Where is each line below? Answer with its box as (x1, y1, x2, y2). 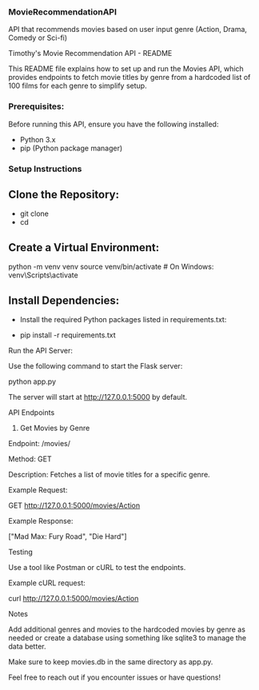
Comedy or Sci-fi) (8, 33, 68, 42)
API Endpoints (8, 407, 55, 417)
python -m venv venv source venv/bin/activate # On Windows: (8, 262, 214, 272)
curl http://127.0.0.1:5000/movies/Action (8, 593, 139, 603)
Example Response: (8, 516, 74, 525)
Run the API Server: (8, 345, 74, 355)
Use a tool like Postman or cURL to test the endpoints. (8, 562, 186, 572)
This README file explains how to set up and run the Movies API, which (8, 64, 244, 74)
